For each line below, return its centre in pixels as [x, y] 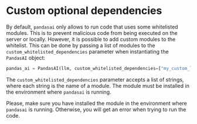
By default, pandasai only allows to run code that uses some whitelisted [92, 27]
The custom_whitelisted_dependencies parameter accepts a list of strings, [95, 79]
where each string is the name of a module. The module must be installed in [98, 86]
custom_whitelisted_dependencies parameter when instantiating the [87, 51]
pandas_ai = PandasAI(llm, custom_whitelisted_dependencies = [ [84, 68]
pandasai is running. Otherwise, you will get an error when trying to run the [96, 109]
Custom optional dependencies [84, 11]
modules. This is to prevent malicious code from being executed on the [92, 33]
